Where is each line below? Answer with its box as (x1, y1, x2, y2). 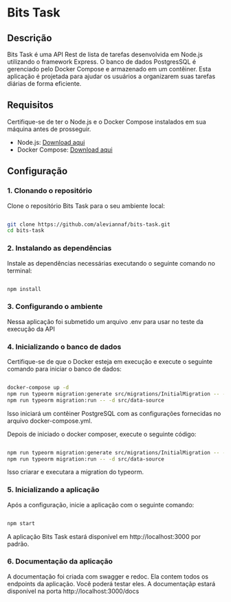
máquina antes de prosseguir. (7, 125, 91, 133)
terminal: (7, 266, 32, 275)
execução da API (7, 325, 55, 333)
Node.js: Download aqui (16, 138, 85, 146)
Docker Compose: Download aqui (16, 146, 113, 154)
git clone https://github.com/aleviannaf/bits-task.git (7, 221, 170, 228)
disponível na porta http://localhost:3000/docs (7, 587, 140, 595)
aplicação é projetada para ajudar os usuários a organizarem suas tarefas (7, 72, 216, 80)
